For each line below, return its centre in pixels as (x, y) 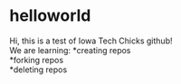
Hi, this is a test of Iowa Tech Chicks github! (91, 41)
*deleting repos (38, 70)
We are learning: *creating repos (70, 50)
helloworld (50, 16)
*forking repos (37, 60)
